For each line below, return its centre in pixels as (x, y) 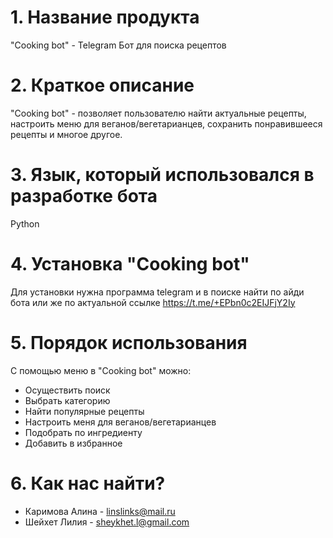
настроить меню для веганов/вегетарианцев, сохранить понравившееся (166, 123)
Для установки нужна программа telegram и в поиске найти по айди (157, 292)
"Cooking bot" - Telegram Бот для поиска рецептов (118, 45)
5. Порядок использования (129, 342)
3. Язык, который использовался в (162, 175)
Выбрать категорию (67, 400)
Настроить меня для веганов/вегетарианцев (120, 422)
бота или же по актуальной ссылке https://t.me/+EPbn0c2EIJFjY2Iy (153, 302)
